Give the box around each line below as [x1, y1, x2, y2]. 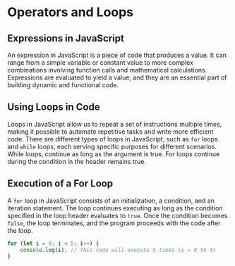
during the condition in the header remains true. [7, 157, 147, 165]
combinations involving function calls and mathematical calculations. [7, 66, 207, 74]
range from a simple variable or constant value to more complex [7, 58, 194, 67]
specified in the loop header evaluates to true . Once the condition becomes [7, 211, 228, 220]
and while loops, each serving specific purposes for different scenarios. [7, 142, 217, 151]
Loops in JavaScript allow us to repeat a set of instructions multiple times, [7, 120, 222, 128]
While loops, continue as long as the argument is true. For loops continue [7, 149, 220, 158]
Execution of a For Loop [7, 177, 114, 190]
